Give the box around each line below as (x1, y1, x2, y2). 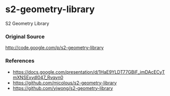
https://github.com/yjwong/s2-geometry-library (12, 85, 113, 91)
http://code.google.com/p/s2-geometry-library (5, 45, 104, 51)
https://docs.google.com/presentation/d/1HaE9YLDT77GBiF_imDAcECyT (12, 69, 165, 75)
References (5, 57, 35, 65)
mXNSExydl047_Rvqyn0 (12, 74, 64, 80)
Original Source (5, 33, 45, 40)
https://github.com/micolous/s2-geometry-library (12, 80, 117, 86)
